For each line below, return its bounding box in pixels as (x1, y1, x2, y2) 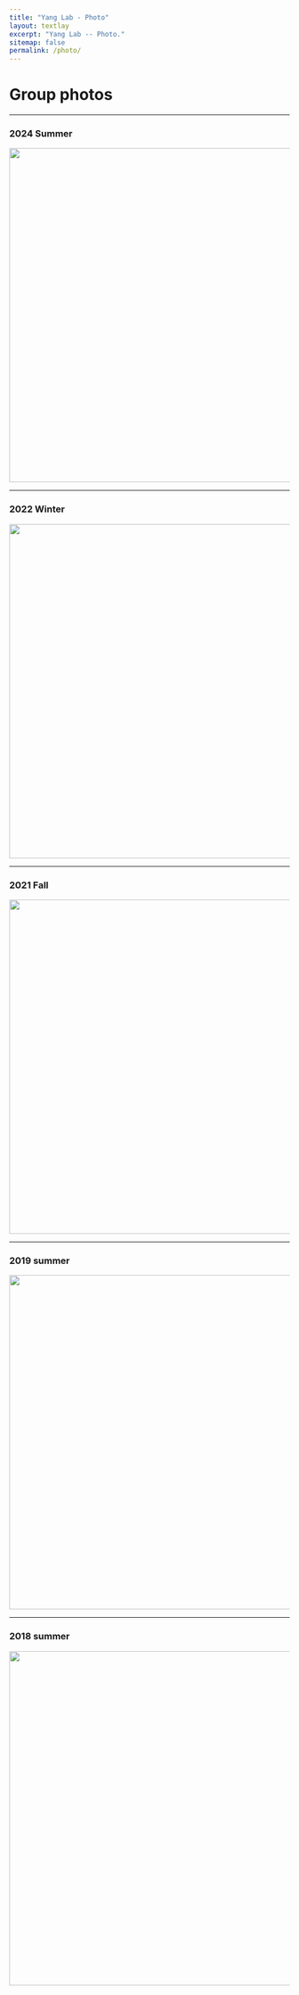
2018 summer (9, 1630, 70, 1643)
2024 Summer (9, 127, 73, 139)
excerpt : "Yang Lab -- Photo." (9, 29, 125, 38)
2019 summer (9, 1254, 70, 1267)
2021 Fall (9, 879, 49, 891)
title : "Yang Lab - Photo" (9, 12, 109, 22)
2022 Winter (9, 503, 65, 515)
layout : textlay (9, 21, 69, 30)
